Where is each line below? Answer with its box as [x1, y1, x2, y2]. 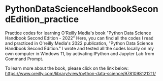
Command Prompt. [5, 56, 43, 61]
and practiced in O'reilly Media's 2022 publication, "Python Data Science [5, 40, 154, 46]
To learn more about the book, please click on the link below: [5, 65, 129, 71]
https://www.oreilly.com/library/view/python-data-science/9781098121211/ [5, 70, 156, 76]
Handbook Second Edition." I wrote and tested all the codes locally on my [5, 45, 154, 51]
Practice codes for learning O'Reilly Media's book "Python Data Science [5, 30, 151, 36]
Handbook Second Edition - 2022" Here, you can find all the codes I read [5, 35, 154, 41]
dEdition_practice [5, 14, 79, 25]
